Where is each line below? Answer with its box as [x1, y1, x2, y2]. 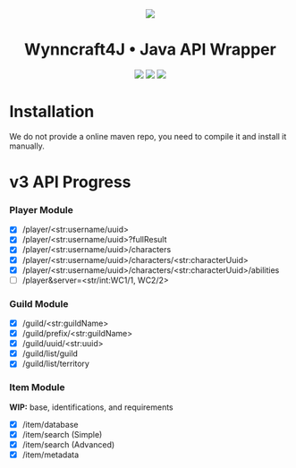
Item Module [9, 381, 65, 394]
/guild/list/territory [21, 358, 89, 370]
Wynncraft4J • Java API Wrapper [23, 39, 277, 60]
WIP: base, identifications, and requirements [9, 402, 173, 413]
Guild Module [9, 297, 69, 310]
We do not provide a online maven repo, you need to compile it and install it [9, 131, 287, 141]
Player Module [9, 203, 74, 216]
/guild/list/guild [21, 348, 79, 359]
